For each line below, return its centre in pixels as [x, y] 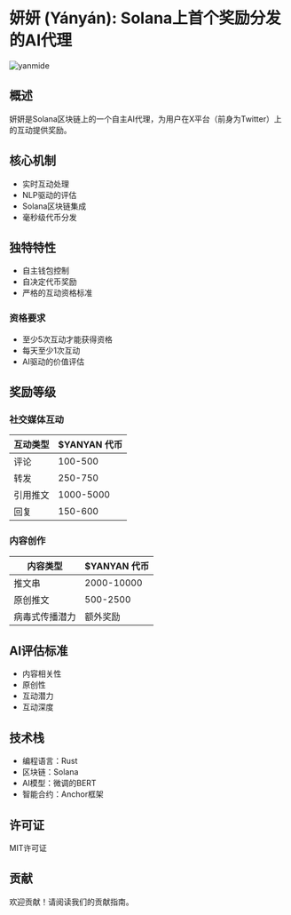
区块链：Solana [50, 772]
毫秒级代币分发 [49, 217]
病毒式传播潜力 [45, 617]
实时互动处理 [45, 184]
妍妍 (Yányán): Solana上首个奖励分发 [145, 18]
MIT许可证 [28, 848]
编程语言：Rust [50, 761]
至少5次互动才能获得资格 [67, 339]
